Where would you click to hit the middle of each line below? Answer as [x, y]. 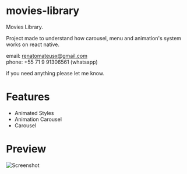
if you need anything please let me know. [55, 73]
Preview [26, 149]
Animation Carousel [38, 119]
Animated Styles [34, 113]
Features [28, 97]
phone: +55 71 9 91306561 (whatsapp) [52, 62]
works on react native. [33, 44]
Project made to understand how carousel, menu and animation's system [94, 38]
